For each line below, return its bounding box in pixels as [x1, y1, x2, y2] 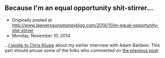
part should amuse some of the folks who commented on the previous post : [4, 47, 160, 53]
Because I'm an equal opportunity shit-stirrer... [4, 4, 154, 12]
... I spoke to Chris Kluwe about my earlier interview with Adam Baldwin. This [4, 42, 161, 48]
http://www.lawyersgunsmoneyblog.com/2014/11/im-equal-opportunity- [11, 22, 159, 28]
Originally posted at [11, 17, 52, 23]
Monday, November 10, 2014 [11, 32, 70, 38]
